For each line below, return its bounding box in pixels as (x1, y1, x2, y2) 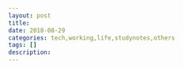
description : (8, 48, 51, 56)
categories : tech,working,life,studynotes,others (8, 33, 176, 42)
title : (8, 19, 30, 27)
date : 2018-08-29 (8, 26, 66, 34)
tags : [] (8, 41, 37, 49)
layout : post (8, 11, 51, 20)
